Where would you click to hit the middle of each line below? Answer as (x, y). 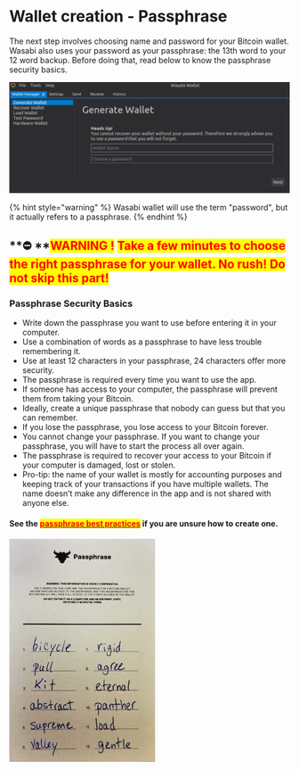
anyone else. (45, 503)
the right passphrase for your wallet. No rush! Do (148, 265)
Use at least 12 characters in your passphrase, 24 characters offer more (154, 361)
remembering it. (52, 352)
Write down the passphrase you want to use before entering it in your (149, 323)
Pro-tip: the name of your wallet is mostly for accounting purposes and (152, 475)
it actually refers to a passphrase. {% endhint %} (99, 217)
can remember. (50, 418)
